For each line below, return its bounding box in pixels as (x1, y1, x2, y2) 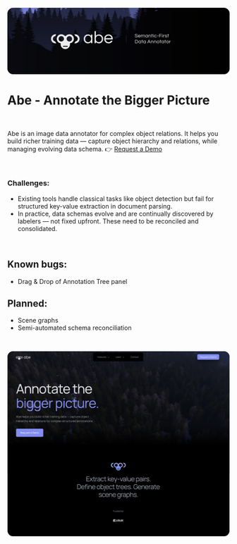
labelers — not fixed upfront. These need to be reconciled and (17, 216, 199, 225)
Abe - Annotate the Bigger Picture (7, 92, 210, 108)
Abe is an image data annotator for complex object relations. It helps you (7, 129, 219, 137)
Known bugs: (7, 259, 68, 271)
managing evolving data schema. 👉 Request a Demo (7, 144, 162, 153)
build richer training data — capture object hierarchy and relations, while (7, 137, 218, 145)
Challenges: (7, 178, 50, 188)
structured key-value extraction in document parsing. (17, 202, 173, 210)
